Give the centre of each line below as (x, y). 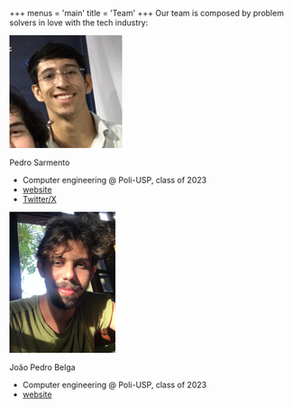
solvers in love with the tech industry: (79, 23)
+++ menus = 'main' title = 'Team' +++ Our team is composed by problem (146, 13)
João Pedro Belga (42, 367)
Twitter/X (39, 199)
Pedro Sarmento (40, 162)
